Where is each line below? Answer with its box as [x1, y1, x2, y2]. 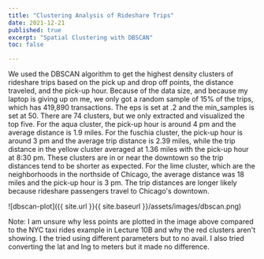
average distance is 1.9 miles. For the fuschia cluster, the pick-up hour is [8, 128, 243, 138]
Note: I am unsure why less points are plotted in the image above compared [8, 217, 254, 227]
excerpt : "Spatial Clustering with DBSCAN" [8, 33, 154, 42]
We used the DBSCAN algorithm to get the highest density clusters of [8, 69, 234, 79]
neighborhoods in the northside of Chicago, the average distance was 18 [8, 170, 244, 179]
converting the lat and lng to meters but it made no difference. [8, 242, 210, 252]
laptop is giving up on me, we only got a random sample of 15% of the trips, [8, 94, 254, 104]
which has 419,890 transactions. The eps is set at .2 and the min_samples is [8, 103, 255, 113]
